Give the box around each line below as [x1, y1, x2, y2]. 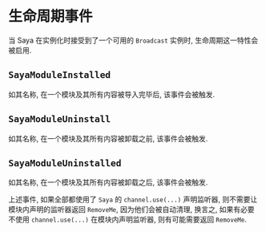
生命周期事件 [8, 7, 94, 26]
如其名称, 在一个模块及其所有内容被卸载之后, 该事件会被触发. [8, 177, 208, 187]
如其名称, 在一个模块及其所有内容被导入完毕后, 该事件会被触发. [8, 89, 215, 99]
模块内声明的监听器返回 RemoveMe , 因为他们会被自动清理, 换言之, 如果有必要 [8, 205, 255, 214]
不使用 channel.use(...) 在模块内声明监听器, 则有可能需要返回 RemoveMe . [8, 214, 247, 225]
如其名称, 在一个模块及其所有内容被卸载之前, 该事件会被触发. [8, 133, 208, 143]
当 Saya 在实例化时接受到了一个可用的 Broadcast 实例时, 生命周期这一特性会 [8, 35, 259, 45]
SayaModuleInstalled [8, 69, 111, 81]
